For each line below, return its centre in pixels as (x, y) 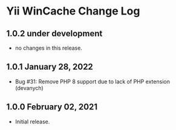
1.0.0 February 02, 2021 (52, 107)
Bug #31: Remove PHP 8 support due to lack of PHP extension (93, 81)
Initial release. (32, 122)
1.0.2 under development (54, 34)
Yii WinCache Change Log (73, 11)
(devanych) (29, 88)
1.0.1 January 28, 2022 (50, 67)
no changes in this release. (49, 48)
